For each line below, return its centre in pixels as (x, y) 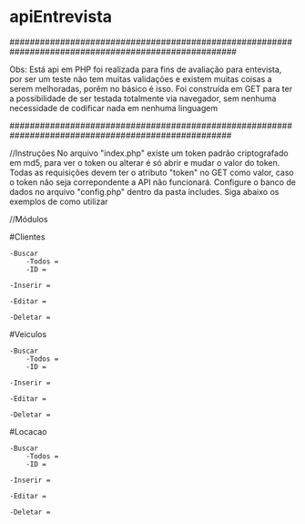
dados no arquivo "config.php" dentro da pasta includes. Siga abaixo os (144, 191)
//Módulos (29, 219)
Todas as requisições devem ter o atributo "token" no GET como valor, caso (152, 172)
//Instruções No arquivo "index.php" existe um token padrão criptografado (149, 153)
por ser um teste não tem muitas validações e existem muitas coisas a (141, 78)
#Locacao (28, 431)
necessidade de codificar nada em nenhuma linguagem (114, 108)
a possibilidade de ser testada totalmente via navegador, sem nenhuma (143, 98)
